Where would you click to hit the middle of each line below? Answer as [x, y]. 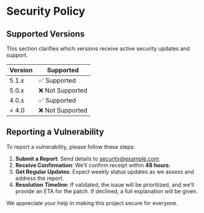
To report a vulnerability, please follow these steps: [71, 147]
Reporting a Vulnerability [55, 132]
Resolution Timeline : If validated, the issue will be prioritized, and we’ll [105, 184]
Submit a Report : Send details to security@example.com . [88, 159]
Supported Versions [45, 34]
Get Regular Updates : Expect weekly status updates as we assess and [104, 171]
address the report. [40, 178]
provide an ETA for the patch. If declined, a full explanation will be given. [106, 191]
